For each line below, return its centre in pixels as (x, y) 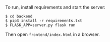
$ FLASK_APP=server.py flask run (40, 25)
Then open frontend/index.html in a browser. (52, 34)
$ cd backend (19, 16)
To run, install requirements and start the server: (56, 7)
